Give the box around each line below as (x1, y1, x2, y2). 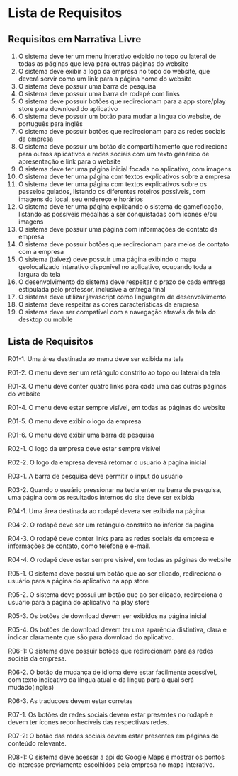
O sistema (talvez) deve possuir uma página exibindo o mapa (18, 255, 197, 263)
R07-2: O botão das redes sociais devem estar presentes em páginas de (8, 731, 219, 740)
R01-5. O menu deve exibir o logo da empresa (8, 416, 142, 426)
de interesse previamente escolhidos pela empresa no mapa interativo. (8, 760, 215, 769)
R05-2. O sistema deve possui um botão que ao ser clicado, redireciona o (8, 590, 223, 599)
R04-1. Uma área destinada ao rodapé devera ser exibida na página (8, 506, 205, 515)
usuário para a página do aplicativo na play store (8, 598, 150, 606)
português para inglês (18, 120, 84, 128)
